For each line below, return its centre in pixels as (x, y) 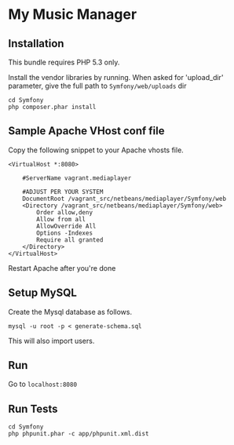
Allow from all (61, 219)
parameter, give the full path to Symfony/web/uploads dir (97, 86)
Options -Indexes (64, 233)
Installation (36, 44)
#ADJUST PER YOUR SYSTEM (63, 191)
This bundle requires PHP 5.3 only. (64, 62)
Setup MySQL (42, 293)
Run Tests (33, 409)
